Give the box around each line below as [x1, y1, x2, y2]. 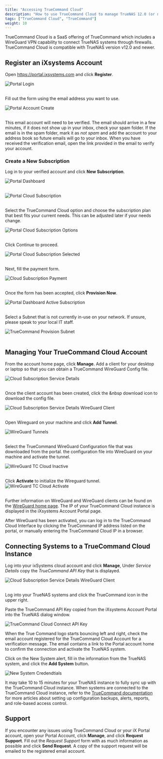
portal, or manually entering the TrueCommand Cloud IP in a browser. [5, 528, 144, 534]
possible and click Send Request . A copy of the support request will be [5, 743, 147, 749]
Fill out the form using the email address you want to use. [5, 96, 120, 101]
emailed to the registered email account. [5, 748, 86, 754]
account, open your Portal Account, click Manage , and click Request [5, 732, 143, 739]
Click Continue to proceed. [5, 242, 59, 248]
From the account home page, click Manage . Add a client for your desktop [5, 361, 154, 367]
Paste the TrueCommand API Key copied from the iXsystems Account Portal [5, 606, 157, 612]
